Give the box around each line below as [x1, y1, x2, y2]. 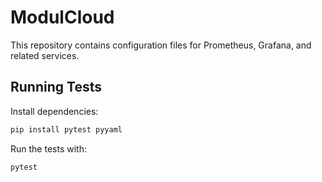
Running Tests [10, 79, 102, 96]
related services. [10, 49, 80, 61]
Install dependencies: [10, 105, 99, 117]
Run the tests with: [10, 142, 87, 155]
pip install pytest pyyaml [10, 124, 123, 135]
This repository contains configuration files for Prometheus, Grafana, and [10, 39, 312, 51]
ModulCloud [10, 6, 115, 29]
